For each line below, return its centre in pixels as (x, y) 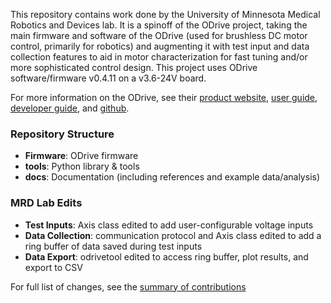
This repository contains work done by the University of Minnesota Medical (165, 14)
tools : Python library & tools (82, 166)
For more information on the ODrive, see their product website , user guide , (164, 97)
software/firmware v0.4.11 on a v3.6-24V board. (108, 78)
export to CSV (53, 267)
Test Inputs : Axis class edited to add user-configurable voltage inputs (169, 225)
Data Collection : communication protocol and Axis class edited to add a (173, 235)
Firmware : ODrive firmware (81, 156)
